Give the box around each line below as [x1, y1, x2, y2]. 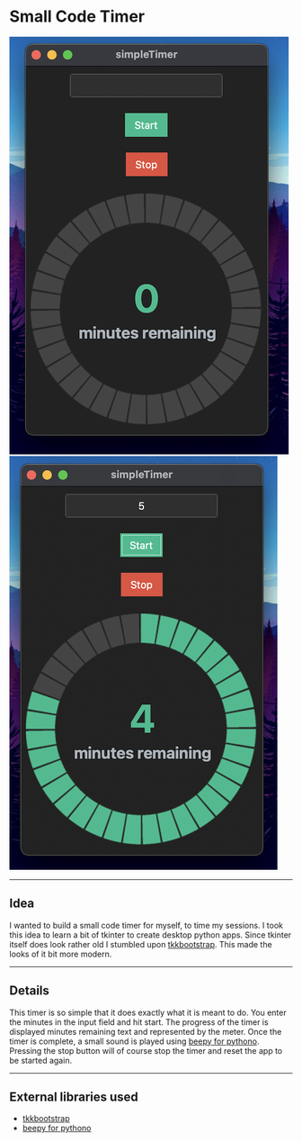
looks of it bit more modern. [9, 948, 112, 959]
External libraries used [9, 1089, 139, 1104]
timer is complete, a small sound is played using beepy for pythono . [9, 1036, 260, 1047]
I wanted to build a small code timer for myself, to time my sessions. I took [9, 920, 283, 930]
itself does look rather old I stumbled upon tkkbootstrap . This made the [9, 938, 272, 949]
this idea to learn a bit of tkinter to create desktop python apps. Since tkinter [9, 929, 292, 940]
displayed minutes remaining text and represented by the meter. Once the [9, 1026, 282, 1037]
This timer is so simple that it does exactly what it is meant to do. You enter [9, 1007, 287, 1018]
